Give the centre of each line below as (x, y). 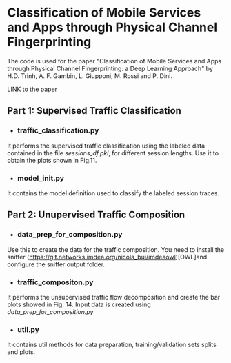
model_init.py (40, 178)
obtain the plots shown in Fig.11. (52, 160)
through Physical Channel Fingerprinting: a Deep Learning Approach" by (110, 68)
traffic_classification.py (58, 130)
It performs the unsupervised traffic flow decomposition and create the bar (114, 297)
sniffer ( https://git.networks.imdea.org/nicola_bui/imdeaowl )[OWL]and (107, 257)
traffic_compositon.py (55, 282)
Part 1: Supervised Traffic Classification (94, 111)
